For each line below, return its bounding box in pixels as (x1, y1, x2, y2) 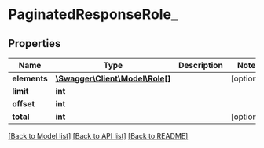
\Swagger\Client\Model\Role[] (55, 73, 171, 84)
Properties (8, 37, 61, 50)
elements (12, 73, 49, 84)
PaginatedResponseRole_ (8, 5, 178, 23)
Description (178, 60, 224, 70)
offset (12, 99, 35, 109)
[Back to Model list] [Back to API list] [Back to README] (8, 132, 189, 140)
